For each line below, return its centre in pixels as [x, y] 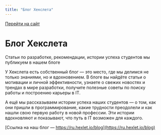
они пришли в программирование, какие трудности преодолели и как [79, 107]
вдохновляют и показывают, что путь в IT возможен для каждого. [74, 118]
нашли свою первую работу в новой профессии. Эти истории [70, 112]
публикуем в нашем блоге [33, 62]
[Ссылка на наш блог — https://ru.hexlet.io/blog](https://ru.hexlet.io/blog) [80, 127]
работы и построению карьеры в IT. [43, 93]
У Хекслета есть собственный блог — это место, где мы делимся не [77, 72]
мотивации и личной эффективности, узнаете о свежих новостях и [75, 82]
